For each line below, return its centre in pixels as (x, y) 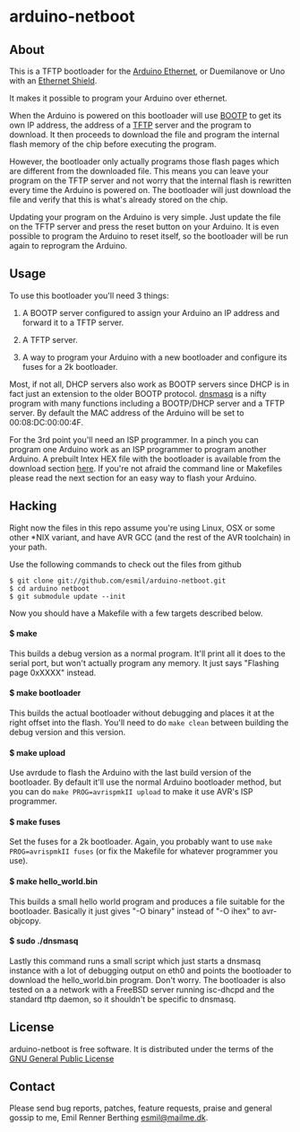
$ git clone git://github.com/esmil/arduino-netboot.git (118, 581)
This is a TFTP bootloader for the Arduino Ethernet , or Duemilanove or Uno (147, 71)
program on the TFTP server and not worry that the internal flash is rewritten (150, 180)
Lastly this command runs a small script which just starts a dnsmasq (135, 961)
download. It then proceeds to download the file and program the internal (145, 135)
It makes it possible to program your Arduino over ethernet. (119, 98)
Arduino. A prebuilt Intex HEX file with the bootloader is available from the (145, 459)
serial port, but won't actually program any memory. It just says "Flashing (144, 663)
